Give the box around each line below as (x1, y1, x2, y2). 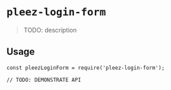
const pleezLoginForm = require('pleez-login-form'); (6, 64, 165, 71)
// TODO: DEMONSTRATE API (6, 76, 81, 83)
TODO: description (23, 26, 78, 34)
